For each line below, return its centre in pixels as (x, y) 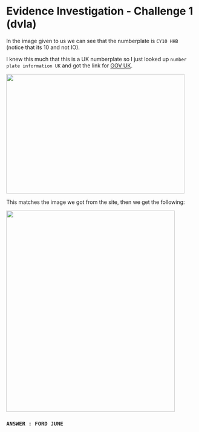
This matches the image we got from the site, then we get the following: (96, 202)
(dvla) (21, 24)
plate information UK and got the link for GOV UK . (70, 66)
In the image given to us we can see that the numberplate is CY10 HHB (92, 41)
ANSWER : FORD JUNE (35, 424)
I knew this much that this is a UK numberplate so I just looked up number (96, 59)
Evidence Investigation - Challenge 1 (100, 11)
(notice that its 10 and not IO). (43, 47)
